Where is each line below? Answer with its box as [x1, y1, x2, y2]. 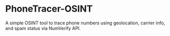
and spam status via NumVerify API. [5, 25, 81, 31]
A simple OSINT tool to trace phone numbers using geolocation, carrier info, [5, 20, 165, 26]
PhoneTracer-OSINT [5, 3, 93, 15]
